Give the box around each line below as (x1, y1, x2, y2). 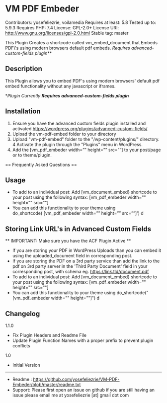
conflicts (12, 343, 31, 348)
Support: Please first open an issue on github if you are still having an (12, 387, 155, 393)
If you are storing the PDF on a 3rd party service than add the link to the (12, 258, 160, 264)
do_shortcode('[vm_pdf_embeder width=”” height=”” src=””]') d (12, 210, 144, 216)
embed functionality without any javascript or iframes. (5, 83, 116, 89)
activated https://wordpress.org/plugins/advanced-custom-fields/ (12, 125, 148, 132)
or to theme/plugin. (12, 152, 52, 158)
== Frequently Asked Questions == (5, 161, 77, 167)
